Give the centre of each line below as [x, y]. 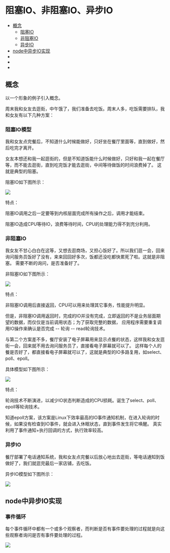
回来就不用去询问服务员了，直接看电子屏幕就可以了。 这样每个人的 [92, 346]
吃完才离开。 [23, 148]
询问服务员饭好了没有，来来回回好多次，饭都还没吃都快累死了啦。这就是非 [83, 257]
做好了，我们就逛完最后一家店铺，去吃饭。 [50, 463]
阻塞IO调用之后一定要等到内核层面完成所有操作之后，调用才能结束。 [76, 213]
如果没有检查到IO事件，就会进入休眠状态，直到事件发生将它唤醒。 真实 [88, 424]
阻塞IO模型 [18, 129]
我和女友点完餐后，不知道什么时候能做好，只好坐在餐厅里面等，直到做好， [83, 142]
